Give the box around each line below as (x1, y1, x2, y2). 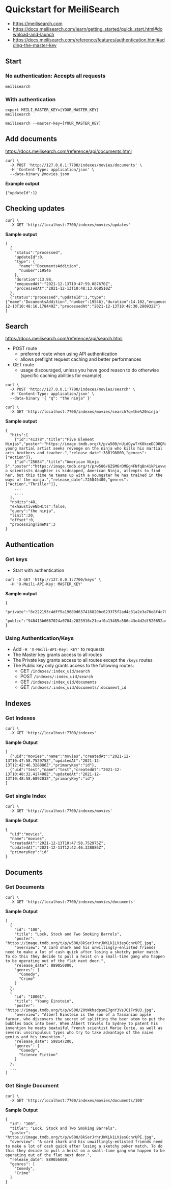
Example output (5, 180, 40, 186)
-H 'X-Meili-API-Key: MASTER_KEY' (10, 581, 83, 587)
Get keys (5, 555, 28, 563)
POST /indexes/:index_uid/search (20, 673, 93, 680)
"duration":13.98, (14, 277, 53, 282)
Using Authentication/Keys (5, 635, 74, 642)
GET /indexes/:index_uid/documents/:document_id (20, 684, 127, 690)
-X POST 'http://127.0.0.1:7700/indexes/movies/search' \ (10, 387, 136, 392)
